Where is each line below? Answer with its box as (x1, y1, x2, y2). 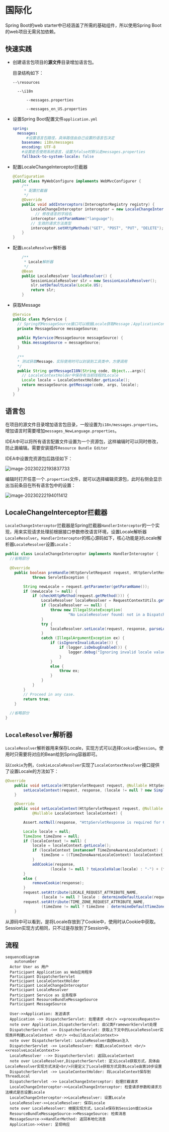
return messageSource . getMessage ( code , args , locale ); (22, 382, 139, 387)
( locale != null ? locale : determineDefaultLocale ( (41, 895, 154, 900)
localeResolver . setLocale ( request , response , (50, 626, 147, 631)
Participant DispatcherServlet (10, 974, 75, 979)
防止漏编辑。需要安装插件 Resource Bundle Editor (5, 444, 108, 450)
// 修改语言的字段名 (35, 211, 72, 216)
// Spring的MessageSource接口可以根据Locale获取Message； (17, 321, 134, 326)
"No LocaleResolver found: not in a (68, 612, 145, 617)
